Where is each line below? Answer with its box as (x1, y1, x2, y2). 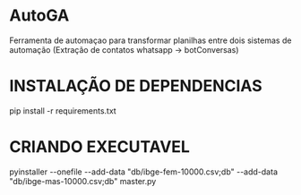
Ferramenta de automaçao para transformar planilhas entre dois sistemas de (9, 35, 292, 46)
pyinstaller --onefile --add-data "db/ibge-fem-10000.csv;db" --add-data (9, 166, 278, 177)
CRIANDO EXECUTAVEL (9, 137, 191, 157)
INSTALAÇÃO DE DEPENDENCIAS (9, 76, 262, 97)
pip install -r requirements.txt (9, 105, 116, 116)
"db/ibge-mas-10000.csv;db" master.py (9, 175, 157, 186)
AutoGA (9, 5, 70, 26)
